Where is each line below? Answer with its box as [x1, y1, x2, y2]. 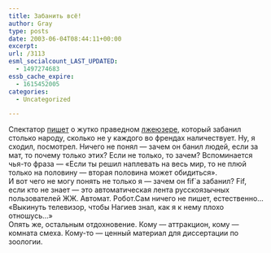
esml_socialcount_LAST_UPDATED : [8, 58, 118, 66]
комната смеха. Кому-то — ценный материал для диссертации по [8, 229, 239, 238]
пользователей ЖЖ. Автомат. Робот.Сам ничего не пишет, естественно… [8, 194, 264, 203]
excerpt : [8, 42, 38, 50]
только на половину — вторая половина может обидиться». [8, 168, 218, 177]
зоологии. [8, 237, 43, 246]
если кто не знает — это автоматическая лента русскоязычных [8, 185, 230, 195]
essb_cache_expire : [8, 72, 75, 81]
